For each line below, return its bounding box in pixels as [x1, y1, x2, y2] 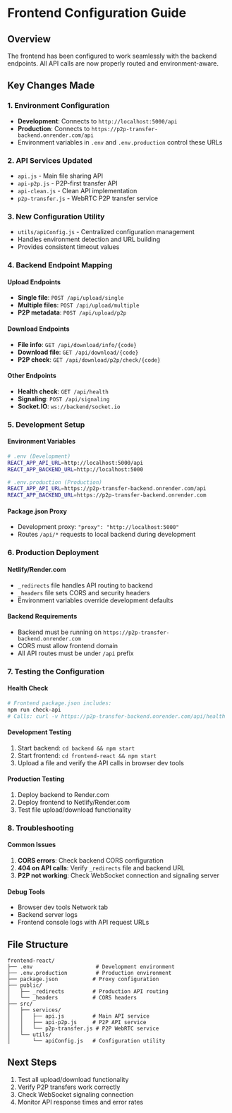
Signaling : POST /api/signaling [17, 394, 110, 403]
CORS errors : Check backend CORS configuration [17, 856, 164, 865]
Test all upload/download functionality [17, 1075, 129, 1083]
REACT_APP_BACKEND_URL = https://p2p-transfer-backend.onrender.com [7, 492, 207, 499]
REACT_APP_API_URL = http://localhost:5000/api [7, 459, 143, 466]
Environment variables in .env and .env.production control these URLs [17, 138, 223, 146]
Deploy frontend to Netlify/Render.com [17, 798, 130, 806]
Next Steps [7, 1057, 57, 1069]
